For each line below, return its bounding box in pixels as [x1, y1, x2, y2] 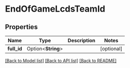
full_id [7, 45, 22, 52]
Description [67, 37, 96, 44]
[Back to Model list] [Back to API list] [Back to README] [5, 58, 117, 64]
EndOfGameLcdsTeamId [5, 3, 106, 15]
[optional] [100, 45, 123, 52]
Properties [5, 23, 38, 31]
